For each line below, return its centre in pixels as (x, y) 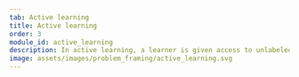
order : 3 (25, 34)
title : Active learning (53, 26)
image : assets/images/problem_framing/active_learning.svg (121, 58)
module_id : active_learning (61, 42)
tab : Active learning (49, 17)
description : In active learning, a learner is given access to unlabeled (151, 50)
